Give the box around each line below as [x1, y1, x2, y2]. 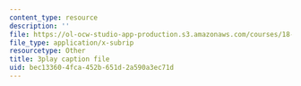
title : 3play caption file [9, 55, 110, 64]
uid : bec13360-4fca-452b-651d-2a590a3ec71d [9, 64, 175, 73]
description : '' [9, 21, 70, 30]
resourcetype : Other [9, 47, 87, 56]
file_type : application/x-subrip [9, 38, 134, 47]
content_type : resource [9, 13, 99, 22]
